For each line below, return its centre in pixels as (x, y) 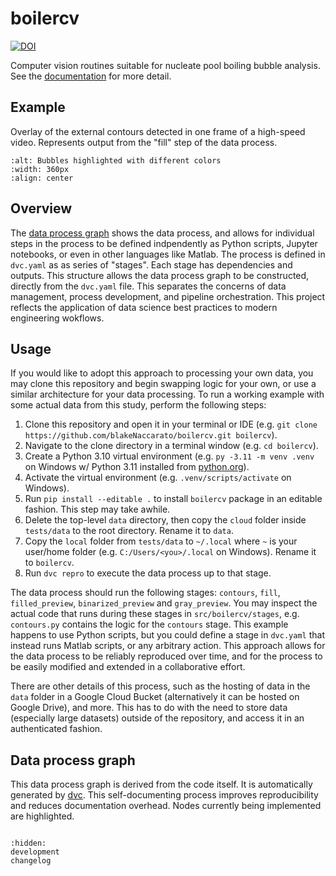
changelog (31, 861)
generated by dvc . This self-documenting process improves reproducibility (164, 795)
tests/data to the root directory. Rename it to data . (129, 531)
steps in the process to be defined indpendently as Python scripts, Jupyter (164, 243)
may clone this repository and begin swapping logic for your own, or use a (163, 384)
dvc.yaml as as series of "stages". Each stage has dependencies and (151, 264)
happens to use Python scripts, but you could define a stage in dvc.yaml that (167, 635)
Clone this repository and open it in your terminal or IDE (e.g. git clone (171, 424)
